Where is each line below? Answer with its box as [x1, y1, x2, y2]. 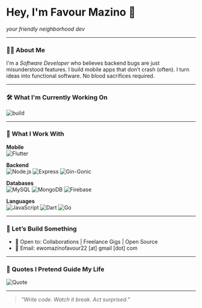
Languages [6, 198, 35, 205]
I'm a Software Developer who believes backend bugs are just [6, 59, 160, 67]
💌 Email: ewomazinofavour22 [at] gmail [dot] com [14, 244, 138, 252]
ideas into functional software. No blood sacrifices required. [6, 72, 155, 80]
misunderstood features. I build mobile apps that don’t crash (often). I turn [6, 66, 189, 73]
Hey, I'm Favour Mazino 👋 [6, 5, 136, 19]
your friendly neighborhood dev [6, 25, 85, 32]
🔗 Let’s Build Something [6, 225, 77, 233]
